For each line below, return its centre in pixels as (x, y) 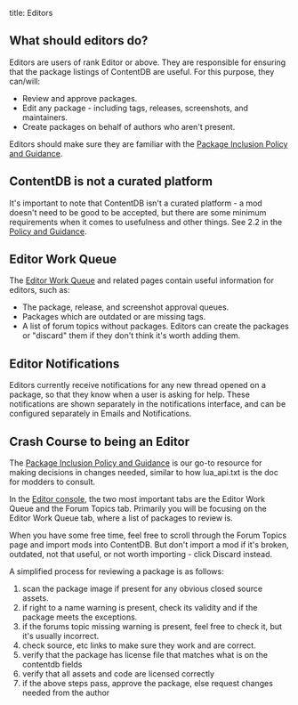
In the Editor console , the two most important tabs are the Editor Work (137, 499)
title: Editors (31, 13)
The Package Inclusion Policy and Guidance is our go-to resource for (136, 463)
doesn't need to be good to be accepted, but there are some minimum (138, 212)
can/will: (24, 81)
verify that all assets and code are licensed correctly (118, 674)
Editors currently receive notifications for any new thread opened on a (138, 385)
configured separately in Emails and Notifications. (101, 414)
